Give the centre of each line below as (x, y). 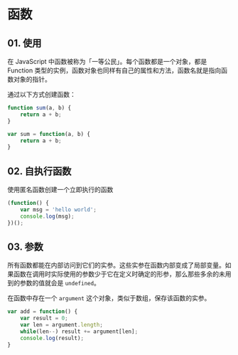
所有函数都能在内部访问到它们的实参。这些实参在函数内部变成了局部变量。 (116, 265)
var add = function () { (43, 312)
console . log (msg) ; (47, 216)
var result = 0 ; (44, 318)
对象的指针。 (32, 79)
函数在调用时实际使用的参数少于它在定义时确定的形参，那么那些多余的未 (119, 274)
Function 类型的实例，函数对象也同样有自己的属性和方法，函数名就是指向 (114, 70)
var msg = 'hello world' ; (59, 210)
